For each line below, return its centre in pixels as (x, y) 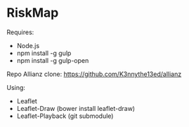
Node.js (28, 45)
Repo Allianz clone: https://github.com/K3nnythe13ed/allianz (94, 74)
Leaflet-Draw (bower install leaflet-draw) (76, 108)
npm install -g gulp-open (53, 60)
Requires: (20, 32)
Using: (16, 87)
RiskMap (33, 13)
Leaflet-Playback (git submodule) (65, 116)
